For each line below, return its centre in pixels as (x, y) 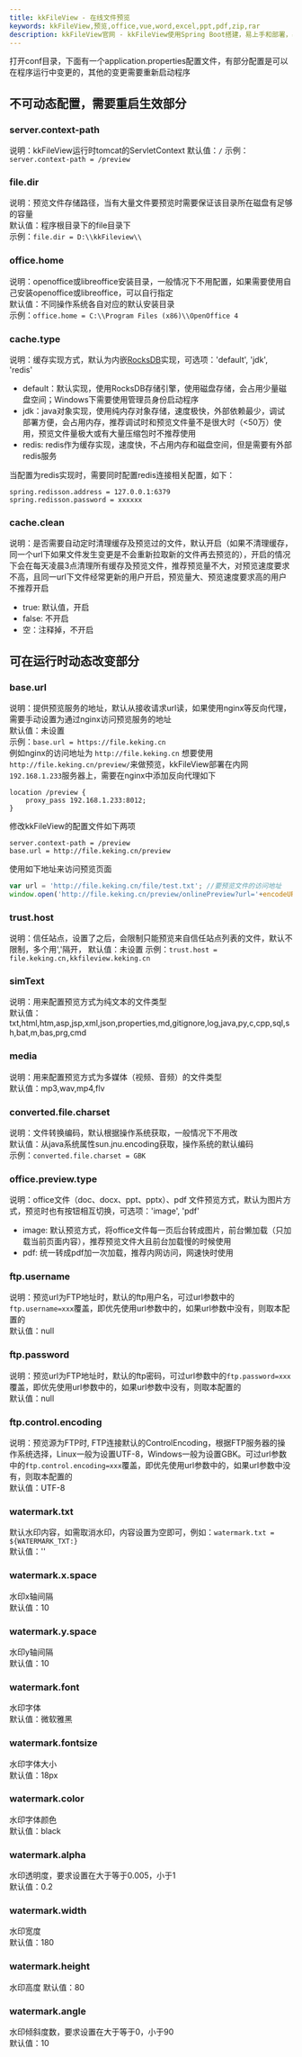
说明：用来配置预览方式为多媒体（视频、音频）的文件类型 (115, 1077)
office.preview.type (53, 1178)
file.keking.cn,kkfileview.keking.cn (80, 958)
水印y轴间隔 (31, 1652)
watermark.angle (48, 2011)
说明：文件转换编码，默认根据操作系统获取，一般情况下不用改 (124, 1132)
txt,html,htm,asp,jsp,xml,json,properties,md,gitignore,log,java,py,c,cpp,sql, (147, 1024)
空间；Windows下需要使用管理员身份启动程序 (115, 399)
